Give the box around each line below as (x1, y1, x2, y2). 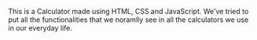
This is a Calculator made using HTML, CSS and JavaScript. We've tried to (8, 7, 249, 16)
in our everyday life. (8, 24, 72, 32)
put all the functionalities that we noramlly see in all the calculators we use (8, 15, 249, 24)
